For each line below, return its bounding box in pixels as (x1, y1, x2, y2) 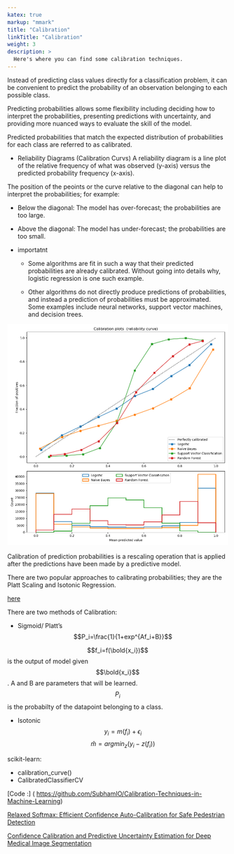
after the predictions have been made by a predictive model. (7, 559, 181, 568)
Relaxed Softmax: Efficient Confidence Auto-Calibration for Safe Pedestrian (7, 810, 226, 819)
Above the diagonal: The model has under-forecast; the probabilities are (17, 225, 226, 233)
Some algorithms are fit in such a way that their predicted (27, 259, 194, 267)
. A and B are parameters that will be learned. (7, 679, 138, 687)
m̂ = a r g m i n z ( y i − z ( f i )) (90, 740, 156, 750)
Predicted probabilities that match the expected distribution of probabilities (7, 133, 223, 141)
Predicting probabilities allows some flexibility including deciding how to (7, 104, 215, 112)
